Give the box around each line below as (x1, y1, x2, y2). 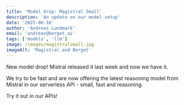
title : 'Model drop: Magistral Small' (6, 8, 102, 15)
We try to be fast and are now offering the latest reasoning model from (6, 74, 179, 81)
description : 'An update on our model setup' (6, 14, 120, 20)
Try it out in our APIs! (6, 92, 58, 99)
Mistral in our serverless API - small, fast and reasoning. (6, 81, 144, 88)
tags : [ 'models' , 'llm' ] (6, 36, 68, 42)
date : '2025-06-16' (6, 19, 55, 25)
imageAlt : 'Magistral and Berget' (6, 47, 92, 53)
